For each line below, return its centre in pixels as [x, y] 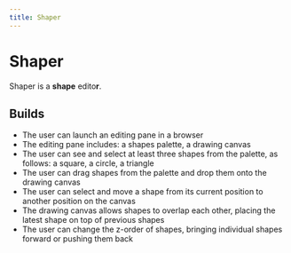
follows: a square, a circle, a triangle [88, 163]
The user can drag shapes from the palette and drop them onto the [145, 173]
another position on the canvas [79, 202]
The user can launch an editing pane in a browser [113, 135]
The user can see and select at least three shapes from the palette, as [150, 154]
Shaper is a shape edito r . [55, 86]
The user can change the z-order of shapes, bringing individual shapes [152, 229]
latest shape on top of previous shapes [93, 220]
